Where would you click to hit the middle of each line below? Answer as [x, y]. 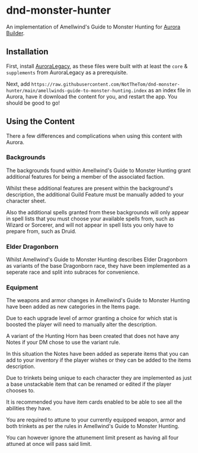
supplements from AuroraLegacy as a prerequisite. [67, 72]
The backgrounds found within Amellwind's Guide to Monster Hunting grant [98, 170]
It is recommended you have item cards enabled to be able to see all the [94, 402]
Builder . [15, 33]
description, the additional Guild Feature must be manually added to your [95, 194]
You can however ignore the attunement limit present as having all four [92, 438]
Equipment [22, 287]
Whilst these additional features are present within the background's [90, 188]
